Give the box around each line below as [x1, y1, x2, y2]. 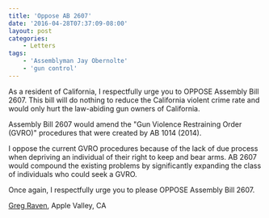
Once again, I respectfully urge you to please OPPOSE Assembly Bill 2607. [8, 185, 255, 195]
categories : [8, 34, 48, 43]
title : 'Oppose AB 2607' [8, 11, 92, 20]
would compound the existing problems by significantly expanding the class [8, 161, 262, 170]
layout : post [8, 27, 53, 35]
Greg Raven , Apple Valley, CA [8, 200, 107, 210]
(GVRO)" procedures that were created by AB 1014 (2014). [8, 128, 202, 137]
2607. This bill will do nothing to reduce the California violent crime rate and [8, 94, 260, 105]
